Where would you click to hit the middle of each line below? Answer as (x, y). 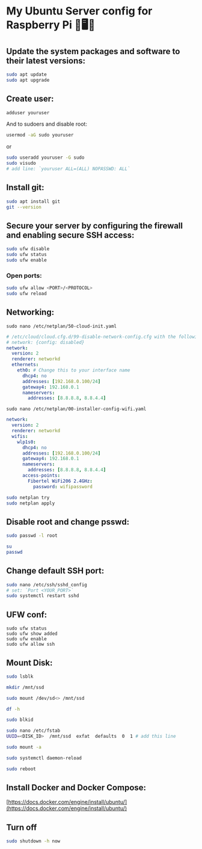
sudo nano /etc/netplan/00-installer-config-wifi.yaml (76, 409)
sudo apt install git (33, 201)
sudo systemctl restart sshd (43, 596)
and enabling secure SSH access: (70, 235)
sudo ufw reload (26, 294)
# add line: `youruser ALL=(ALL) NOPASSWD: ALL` (68, 169)
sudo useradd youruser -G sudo (45, 158)
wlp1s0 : (26, 442)
